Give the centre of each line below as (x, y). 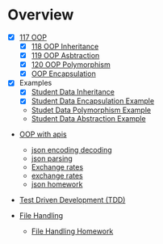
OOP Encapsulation (63, 74)
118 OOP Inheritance (65, 46)
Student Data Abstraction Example (88, 119)
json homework (57, 184)
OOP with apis (43, 134)
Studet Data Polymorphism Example (91, 110)
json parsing (52, 158)
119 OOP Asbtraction (65, 56)
